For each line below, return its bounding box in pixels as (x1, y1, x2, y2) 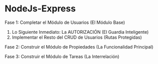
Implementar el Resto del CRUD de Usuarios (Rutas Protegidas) (11, 34, 142, 40)
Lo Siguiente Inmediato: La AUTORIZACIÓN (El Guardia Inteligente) (11, 29, 149, 35)
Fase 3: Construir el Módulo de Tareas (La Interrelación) (4, 53, 120, 60)
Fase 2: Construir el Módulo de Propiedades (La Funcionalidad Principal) (4, 44, 154, 50)
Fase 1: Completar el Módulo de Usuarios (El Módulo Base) (4, 19, 125, 25)
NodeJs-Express (4, 3, 76, 14)
